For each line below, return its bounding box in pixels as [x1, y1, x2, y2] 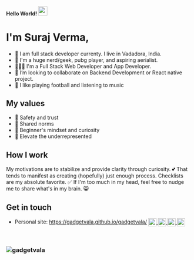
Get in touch [6, 202, 52, 212]
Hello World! [6, 10, 37, 17]
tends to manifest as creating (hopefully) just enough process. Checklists [6, 172, 183, 179]
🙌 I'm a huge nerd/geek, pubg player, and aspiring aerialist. [14, 56, 158, 63]
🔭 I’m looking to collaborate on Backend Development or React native [14, 69, 182, 76]
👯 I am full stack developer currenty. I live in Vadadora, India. [14, 50, 162, 57]
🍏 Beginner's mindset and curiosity [14, 127, 100, 134]
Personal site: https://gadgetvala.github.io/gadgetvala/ [14, 218, 147, 225]
